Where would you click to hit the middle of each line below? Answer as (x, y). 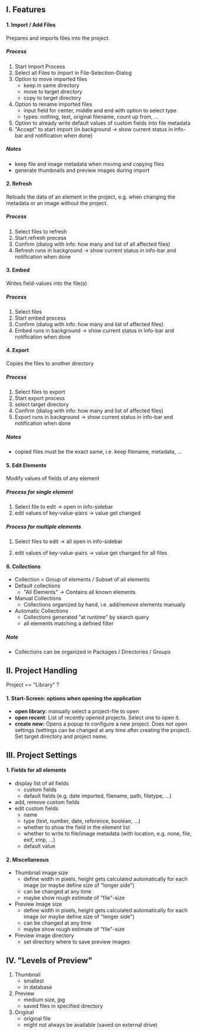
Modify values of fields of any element (53, 479)
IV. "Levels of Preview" (49, 960)
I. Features (26, 10)
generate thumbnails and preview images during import (82, 170)
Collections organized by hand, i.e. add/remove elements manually (104, 604)
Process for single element (40, 492)
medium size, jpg (44, 999)
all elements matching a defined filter (68, 623)
